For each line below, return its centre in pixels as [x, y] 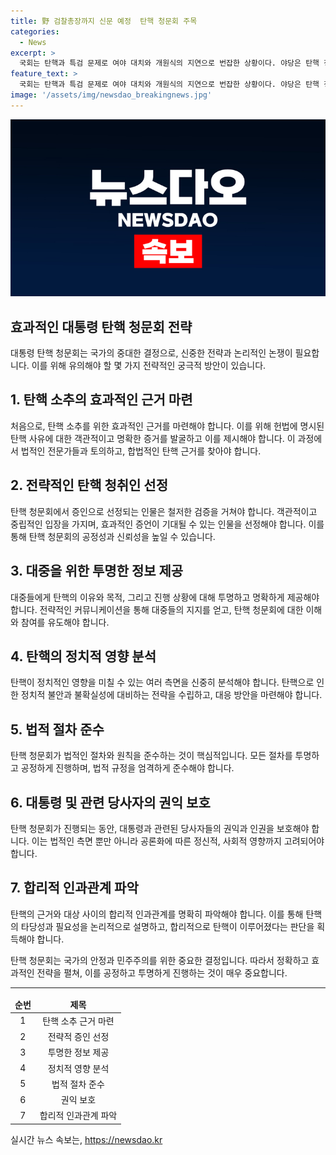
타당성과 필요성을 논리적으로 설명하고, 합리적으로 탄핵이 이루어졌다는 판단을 [167, 926]
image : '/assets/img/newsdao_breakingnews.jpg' [111, 95]
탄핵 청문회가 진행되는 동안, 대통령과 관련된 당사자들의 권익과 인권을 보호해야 [160, 828]
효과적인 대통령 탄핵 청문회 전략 [101, 326]
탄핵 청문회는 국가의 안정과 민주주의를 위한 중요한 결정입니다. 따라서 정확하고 [160, 960]
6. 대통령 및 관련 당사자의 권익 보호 [110, 802]
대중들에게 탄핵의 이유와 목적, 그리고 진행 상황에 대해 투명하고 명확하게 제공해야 [165, 597]
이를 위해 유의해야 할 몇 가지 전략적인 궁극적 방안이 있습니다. [149, 366]
